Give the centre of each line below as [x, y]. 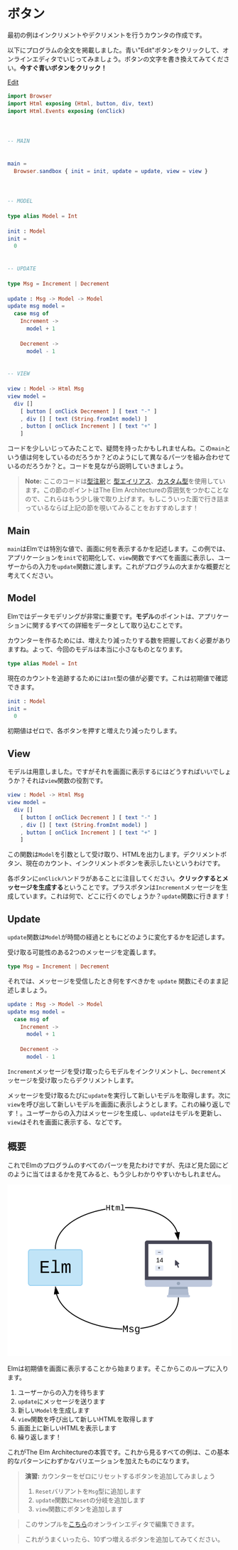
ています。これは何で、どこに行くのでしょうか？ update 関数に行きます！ [125, 896]
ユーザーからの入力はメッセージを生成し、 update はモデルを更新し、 [126, 1113]
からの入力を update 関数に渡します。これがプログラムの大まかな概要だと [125, 566]
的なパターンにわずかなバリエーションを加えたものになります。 [100, 1461]
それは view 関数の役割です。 [66, 781]
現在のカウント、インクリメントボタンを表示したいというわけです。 [125, 863]
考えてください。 [32, 575]
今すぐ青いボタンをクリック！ [64, 68]
